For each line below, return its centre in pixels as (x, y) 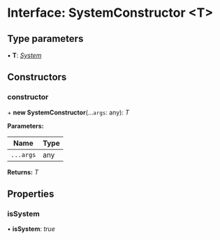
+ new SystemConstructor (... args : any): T (68, 112)
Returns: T (23, 172)
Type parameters (45, 39)
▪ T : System (24, 55)
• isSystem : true (31, 229)
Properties (31, 194)
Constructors (37, 77)
